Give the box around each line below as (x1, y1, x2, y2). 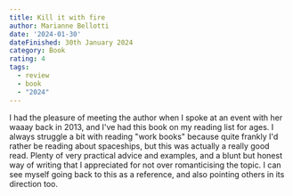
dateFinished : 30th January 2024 (9, 37, 134, 47)
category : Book (9, 46, 66, 55)
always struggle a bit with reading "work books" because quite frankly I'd (9, 131, 279, 142)
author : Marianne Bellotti (9, 21, 110, 30)
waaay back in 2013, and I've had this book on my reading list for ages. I (9, 121, 274, 132)
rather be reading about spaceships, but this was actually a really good (9, 140, 270, 151)
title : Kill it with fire (9, 12, 105, 22)
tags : (9, 63, 29, 72)
